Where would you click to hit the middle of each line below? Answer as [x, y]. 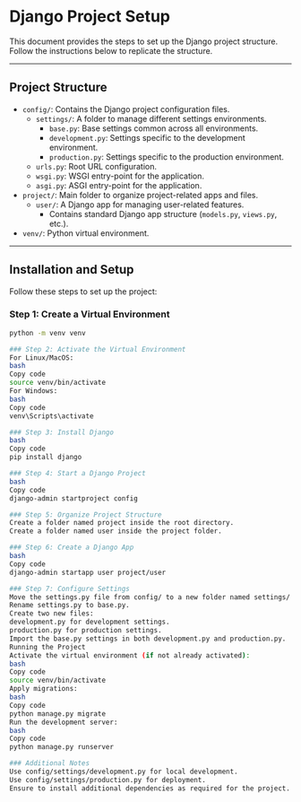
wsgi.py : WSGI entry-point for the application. [120, 176]
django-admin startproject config [74, 498]
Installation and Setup [72, 270]
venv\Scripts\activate [52, 416]
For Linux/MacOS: [42, 357]
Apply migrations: [43, 689]
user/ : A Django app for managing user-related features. [140, 205]
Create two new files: [52, 614]
